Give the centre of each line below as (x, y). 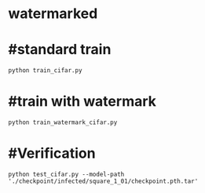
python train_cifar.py (45, 71)
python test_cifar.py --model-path (66, 174)
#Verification (52, 153)
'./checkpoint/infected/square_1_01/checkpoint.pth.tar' (103, 181)
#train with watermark (82, 102)
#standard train (60, 50)
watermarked (53, 14)
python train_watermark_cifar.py (63, 122)
